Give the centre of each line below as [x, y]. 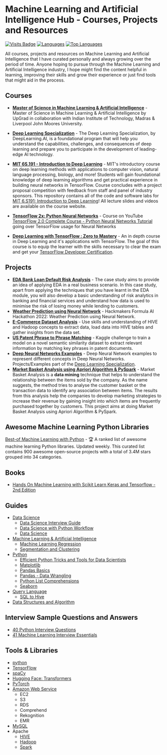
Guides [17, 505]
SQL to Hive [32, 597]
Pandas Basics [35, 570]
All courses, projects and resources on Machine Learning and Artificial [77, 54]
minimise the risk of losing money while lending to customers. [76, 306]
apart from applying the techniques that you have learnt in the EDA [81, 290]
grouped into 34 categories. [34, 457]
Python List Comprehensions [49, 581]
